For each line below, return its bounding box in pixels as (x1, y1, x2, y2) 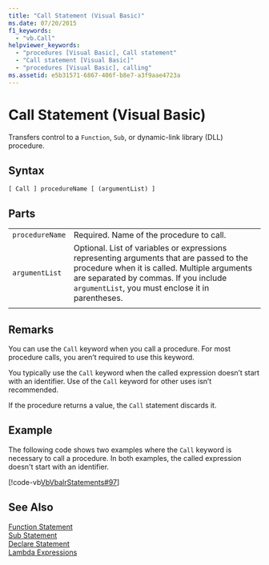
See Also (8, 501, 54, 515)
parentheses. (73, 293, 123, 304)
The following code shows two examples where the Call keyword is (8, 445, 232, 455)
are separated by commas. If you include (73, 273, 227, 284)
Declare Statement (8, 539, 70, 548)
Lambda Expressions (8, 547, 78, 557)
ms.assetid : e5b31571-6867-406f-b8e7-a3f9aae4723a (8, 71, 181, 79)
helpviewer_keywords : (8, 42, 81, 50)
